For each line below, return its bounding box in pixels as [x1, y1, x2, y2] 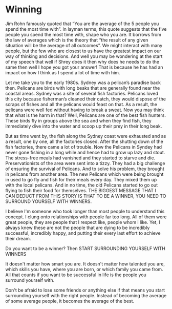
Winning [5, 4, 42, 15]
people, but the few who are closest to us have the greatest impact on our [5, 48, 161, 54]
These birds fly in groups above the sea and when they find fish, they [5, 117, 152, 123]
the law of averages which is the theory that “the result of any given [5, 37, 148, 43]
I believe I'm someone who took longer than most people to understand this [5, 208, 165, 214]
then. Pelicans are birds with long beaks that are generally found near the [5, 85, 160, 91]
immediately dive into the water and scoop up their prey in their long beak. [5, 123, 162, 129]
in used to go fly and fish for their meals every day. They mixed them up [5, 176, 157, 182]
